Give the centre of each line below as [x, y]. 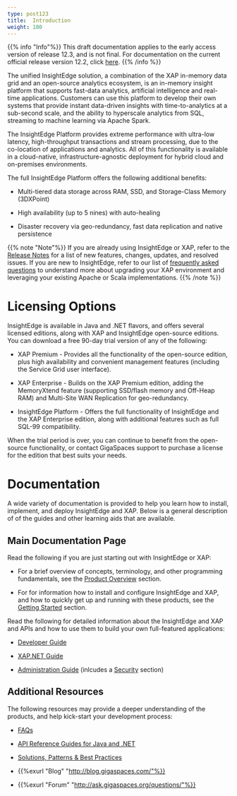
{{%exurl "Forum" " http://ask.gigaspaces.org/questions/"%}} [107, 785]
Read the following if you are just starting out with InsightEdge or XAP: [109, 557]
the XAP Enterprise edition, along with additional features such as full [118, 419]
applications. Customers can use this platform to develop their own [119, 98]
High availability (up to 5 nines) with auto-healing [89, 213]
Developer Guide [42, 642]
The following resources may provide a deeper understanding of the [107, 708]
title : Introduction [39, 20]
